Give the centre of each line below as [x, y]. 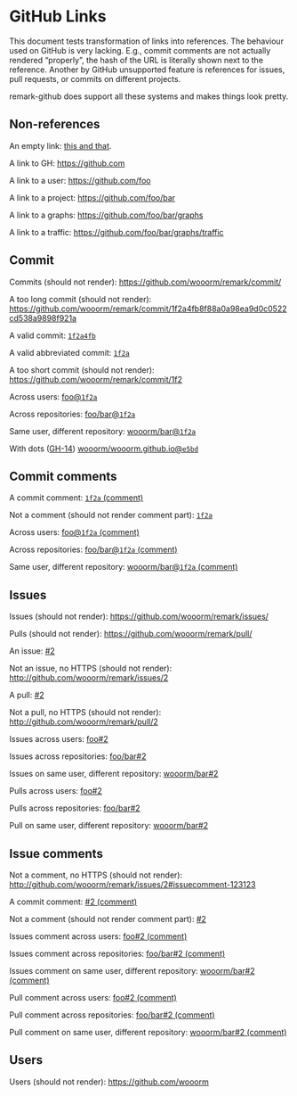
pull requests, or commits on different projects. [95, 78]
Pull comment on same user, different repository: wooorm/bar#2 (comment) [148, 1032]
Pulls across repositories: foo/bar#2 [75, 808]
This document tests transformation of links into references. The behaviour [147, 41]
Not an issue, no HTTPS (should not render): [91, 668]
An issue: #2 [32, 651]
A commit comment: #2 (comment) [73, 902]
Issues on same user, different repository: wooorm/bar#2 [114, 774]
